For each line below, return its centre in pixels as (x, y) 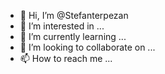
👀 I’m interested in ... (62, 26)
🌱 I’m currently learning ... (73, 36)
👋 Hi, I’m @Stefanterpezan (74, 15)
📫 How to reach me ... (66, 58)
